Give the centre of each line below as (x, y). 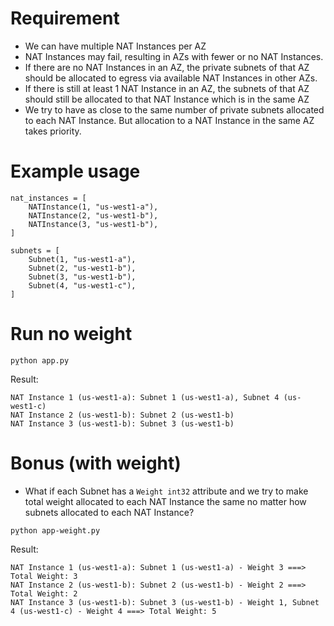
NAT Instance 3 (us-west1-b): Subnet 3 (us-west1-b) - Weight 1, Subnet (165, 602)
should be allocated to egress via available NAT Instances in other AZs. (171, 78)
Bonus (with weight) (96, 463)
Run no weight (71, 334)
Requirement (65, 18)
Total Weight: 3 (44, 576)
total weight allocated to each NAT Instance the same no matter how (165, 501)
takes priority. (53, 131)
